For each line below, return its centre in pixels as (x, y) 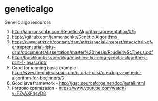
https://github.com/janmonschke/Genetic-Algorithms (64, 37)
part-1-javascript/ (29, 62)
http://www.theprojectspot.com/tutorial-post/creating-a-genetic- (76, 72)
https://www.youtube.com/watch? (92, 88)
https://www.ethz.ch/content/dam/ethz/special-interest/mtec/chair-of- (82, 42)
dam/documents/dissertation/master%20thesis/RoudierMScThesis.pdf (82, 52)
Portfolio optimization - (34, 88)
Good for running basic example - (45, 67)
